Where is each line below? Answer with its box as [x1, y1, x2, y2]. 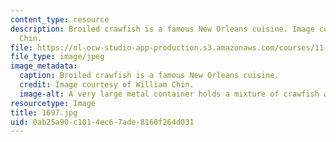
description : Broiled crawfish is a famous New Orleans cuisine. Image [10, 24, 315, 34]
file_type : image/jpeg [10, 52, 105, 62]
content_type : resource [10, 14, 110, 25]
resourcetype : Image [10, 98, 97, 108]
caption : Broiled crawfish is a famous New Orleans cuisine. [19, 71, 280, 81]
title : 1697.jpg [10, 107, 78, 118]
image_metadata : [10, 61, 78, 71]
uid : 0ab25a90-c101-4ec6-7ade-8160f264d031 [10, 117, 195, 127]
